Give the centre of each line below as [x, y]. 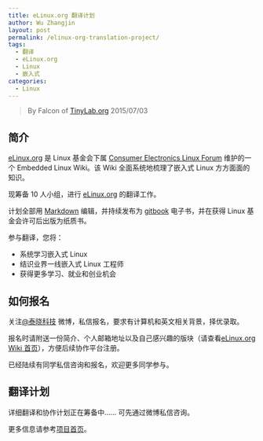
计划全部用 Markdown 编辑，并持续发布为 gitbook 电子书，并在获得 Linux [127, 211]
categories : [27, 81]
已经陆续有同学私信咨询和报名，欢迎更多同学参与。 [91, 365]
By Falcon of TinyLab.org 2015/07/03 [88, 111]
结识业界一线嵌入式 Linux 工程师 [71, 264]
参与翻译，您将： [36, 237]
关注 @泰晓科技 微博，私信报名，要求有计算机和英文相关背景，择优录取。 [126, 322]
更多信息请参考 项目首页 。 [49, 428]
